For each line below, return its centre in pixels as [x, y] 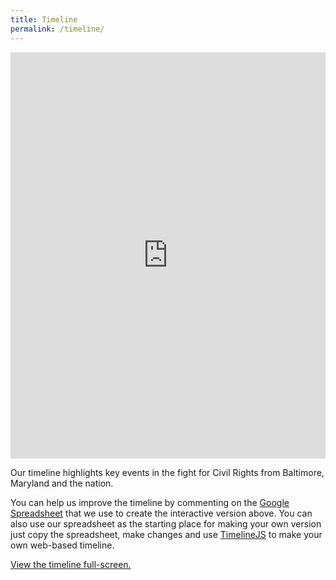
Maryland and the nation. [62, 483]
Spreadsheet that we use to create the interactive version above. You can [161, 513]
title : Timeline [44, 19]
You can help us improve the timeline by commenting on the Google [150, 502]
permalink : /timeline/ [57, 29]
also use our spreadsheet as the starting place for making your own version [166, 523]
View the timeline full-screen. [71, 564]
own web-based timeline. [62, 545]
